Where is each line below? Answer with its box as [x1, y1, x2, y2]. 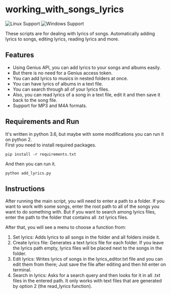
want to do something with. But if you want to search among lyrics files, [5, 209, 156, 215]
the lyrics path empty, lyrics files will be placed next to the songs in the [12, 245, 162, 251]
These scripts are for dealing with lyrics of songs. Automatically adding [5, 30, 155, 36]
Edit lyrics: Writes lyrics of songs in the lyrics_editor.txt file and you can [12, 256, 163, 262]
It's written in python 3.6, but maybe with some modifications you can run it [5, 131, 164, 137]
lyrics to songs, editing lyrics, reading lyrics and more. [5, 36, 119, 42]
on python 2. [5, 136, 32, 142]
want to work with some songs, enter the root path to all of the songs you [5, 203, 160, 209]
